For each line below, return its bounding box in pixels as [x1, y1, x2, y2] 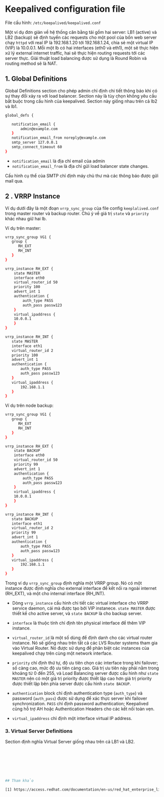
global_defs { [5, 113, 34, 118]
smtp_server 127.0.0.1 [11, 140, 58, 145]
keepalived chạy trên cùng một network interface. [12, 650, 113, 656]
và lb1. [5, 103, 18, 109]
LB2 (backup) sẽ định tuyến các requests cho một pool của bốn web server [5, 34, 157, 40]
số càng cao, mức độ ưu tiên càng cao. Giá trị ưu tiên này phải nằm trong [12, 665, 159, 671]
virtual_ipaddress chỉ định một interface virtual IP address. [12, 716, 133, 721]
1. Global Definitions [5, 75, 67, 83]
